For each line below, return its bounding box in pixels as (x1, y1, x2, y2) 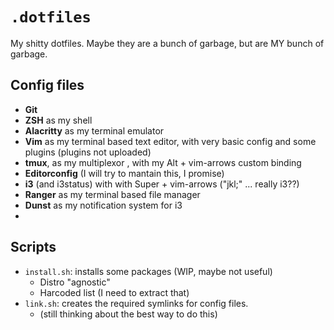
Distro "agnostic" (39, 276, 111, 288)
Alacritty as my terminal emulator (24, 124, 165, 137)
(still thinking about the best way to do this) (39, 308, 218, 320)
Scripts (10, 239, 57, 256)
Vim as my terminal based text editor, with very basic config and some (24, 135, 317, 147)
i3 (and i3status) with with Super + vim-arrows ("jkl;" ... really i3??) (24, 178, 300, 190)
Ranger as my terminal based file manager (24, 188, 201, 200)
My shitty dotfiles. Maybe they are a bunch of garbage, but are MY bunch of (10, 37, 325, 49)
